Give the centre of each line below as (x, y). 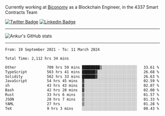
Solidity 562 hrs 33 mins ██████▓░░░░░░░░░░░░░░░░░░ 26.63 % (82, 76)
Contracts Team (21, 12)
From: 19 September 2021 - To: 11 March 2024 (52, 50)
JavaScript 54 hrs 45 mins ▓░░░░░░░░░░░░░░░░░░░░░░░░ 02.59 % (82, 81)
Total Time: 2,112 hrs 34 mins (37, 58)
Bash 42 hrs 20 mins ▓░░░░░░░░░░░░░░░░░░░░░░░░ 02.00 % (82, 90)
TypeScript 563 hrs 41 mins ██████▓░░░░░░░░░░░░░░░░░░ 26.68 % (82, 72)
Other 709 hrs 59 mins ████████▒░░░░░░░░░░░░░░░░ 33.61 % (82, 67)
